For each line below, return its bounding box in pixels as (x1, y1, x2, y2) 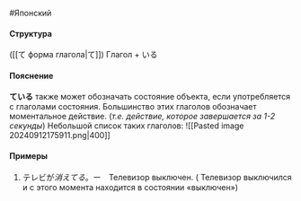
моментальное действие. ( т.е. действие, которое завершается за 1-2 (9, 111, 276, 122)
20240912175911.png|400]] (9, 130, 111, 141)
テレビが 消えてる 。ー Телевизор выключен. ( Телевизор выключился (22, 171, 292, 182)
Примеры (9, 151, 48, 161)
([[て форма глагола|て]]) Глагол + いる (9, 49, 158, 60)
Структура (9, 28, 52, 39)
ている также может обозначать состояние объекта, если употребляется (9, 92, 291, 102)
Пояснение (9, 70, 54, 81)
